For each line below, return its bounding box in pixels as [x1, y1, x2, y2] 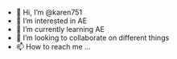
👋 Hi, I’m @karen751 [15, 8, 83, 17]
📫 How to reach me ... [15, 42, 91, 51]
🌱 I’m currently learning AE [15, 25, 105, 33]
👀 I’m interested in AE [15, 16, 87, 26]
